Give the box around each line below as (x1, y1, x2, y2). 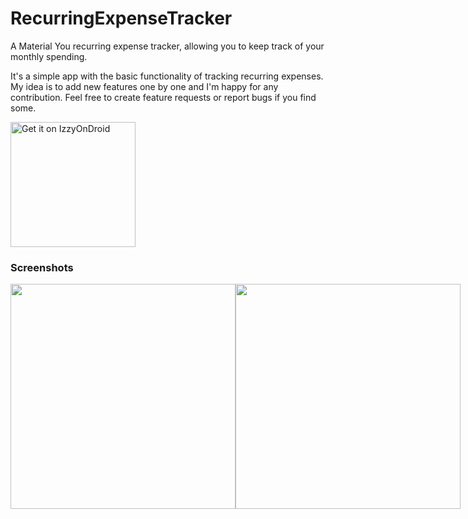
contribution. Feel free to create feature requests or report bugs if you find (10, 91, 317, 103)
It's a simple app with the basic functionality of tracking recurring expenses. (10, 70, 324, 82)
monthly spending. (10, 50, 88, 62)
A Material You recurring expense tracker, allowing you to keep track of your (10, 40, 325, 52)
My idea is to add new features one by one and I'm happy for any (10, 80, 279, 92)
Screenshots (10, 260, 74, 274)
